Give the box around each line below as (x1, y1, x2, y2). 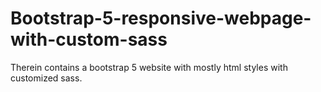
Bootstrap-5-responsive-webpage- (10, 7, 312, 30)
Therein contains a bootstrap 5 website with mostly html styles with (10, 61, 288, 73)
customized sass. (10, 72, 83, 84)
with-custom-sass (10, 28, 168, 51)
